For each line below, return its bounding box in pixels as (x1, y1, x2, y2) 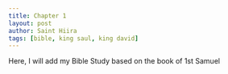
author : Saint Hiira (8, 27, 78, 35)
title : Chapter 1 (8, 11, 67, 20)
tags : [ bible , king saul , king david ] (8, 34, 139, 43)
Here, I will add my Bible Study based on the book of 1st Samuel (8, 56, 220, 66)
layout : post (8, 19, 52, 27)
